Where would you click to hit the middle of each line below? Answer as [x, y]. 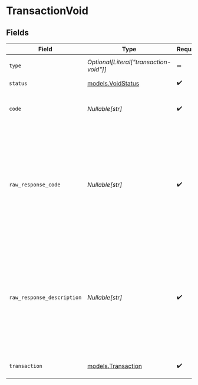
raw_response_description [45, 297]
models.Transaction [115, 366]
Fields [18, 33]
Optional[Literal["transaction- [129, 62]
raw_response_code [35, 185]
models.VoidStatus [113, 83]
